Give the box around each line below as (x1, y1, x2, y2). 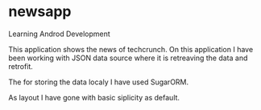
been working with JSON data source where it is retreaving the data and (8, 53, 248, 63)
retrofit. (8, 61, 34, 71)
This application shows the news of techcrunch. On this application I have (8, 44, 254, 54)
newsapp (8, 2, 72, 21)
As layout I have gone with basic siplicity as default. (8, 92, 180, 102)
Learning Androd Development (8, 29, 110, 39)
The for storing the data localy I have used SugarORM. (8, 77, 189, 87)
